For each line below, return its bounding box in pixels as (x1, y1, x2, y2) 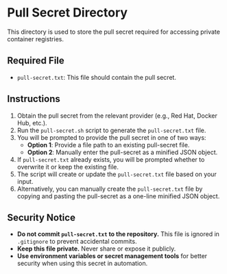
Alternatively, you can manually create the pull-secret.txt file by (16, 185, 203, 193)
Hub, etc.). (16, 118, 47, 127)
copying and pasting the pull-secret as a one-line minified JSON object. (16, 191, 220, 200)
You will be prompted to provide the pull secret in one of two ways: (16, 133, 206, 142)
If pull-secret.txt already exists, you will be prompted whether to (16, 155, 205, 163)
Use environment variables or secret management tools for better (16, 252, 208, 260)
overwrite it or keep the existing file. (16, 162, 119, 171)
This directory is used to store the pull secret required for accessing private (7, 28, 221, 36)
